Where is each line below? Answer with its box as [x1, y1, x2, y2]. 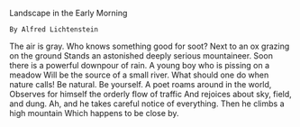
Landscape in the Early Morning [9, 8, 128, 18]
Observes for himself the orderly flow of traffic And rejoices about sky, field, [9, 89, 293, 99]
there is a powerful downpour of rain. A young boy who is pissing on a [9, 60, 270, 70]
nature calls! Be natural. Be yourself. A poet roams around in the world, [9, 79, 272, 89]
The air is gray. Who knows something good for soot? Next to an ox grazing [9, 41, 290, 51]
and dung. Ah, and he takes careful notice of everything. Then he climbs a [9, 98, 286, 109]
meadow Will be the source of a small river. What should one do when [9, 69, 269, 80]
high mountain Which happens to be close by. [9, 108, 179, 118]
